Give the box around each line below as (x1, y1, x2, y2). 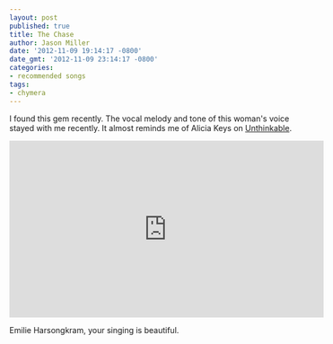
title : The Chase (9, 30, 74, 39)
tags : (9, 80, 30, 89)
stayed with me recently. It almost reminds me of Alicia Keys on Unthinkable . (9, 122, 293, 133)
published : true (9, 22, 70, 31)
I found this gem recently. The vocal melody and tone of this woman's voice (9, 113, 290, 124)
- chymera (9, 88, 47, 97)
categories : (9, 64, 54, 73)
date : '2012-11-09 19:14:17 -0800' (9, 47, 143, 56)
